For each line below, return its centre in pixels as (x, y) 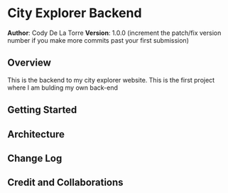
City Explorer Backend (75, 13)
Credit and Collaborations (65, 183)
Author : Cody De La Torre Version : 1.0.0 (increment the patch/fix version (114, 33)
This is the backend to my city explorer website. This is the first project (111, 80)
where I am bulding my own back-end (63, 88)
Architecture (36, 134)
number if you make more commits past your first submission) (98, 40)
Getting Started (42, 110)
